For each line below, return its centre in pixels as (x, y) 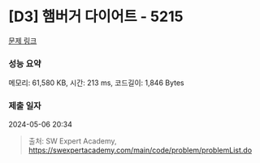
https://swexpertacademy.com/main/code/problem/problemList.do (140, 150)
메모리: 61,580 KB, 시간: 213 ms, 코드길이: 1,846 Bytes (96, 83)
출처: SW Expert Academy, (72, 141)
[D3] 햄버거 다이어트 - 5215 (96, 17)
